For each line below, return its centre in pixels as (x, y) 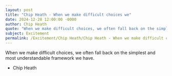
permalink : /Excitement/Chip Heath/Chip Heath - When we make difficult (84, 39)
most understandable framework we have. (50, 58)
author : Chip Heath (26, 24)
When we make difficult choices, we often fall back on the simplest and (80, 52)
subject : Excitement (27, 33)
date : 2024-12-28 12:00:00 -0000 (41, 19)
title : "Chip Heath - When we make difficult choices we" (68, 15)
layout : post (19, 10)
